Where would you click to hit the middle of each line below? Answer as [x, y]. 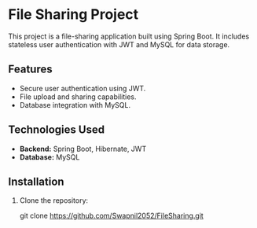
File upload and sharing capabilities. [78, 97]
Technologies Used [56, 130]
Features [30, 70]
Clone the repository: [54, 200]
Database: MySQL [50, 157]
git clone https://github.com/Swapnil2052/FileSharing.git [112, 216]
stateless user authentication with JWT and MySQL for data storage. [119, 44]
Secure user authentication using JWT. [83, 88]
